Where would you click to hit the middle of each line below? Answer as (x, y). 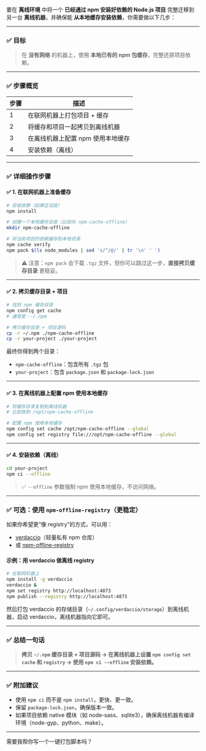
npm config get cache (34, 310)
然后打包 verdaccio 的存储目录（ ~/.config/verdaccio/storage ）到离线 (95, 609)
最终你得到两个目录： (33, 351)
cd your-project (27, 469)
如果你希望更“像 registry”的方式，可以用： (59, 524)
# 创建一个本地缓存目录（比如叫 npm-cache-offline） (68, 222)
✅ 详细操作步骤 (29, 176)
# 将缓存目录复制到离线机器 (37, 407)
